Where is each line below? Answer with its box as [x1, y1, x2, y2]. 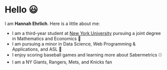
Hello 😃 [5, 4, 38, 15]
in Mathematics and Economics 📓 [12, 35, 81, 41]
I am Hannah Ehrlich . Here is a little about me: [5, 20, 100, 26]
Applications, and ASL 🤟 [12, 46, 62, 52]
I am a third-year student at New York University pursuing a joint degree [12, 30, 161, 36]
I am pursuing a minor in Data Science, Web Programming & [12, 40, 136, 46]
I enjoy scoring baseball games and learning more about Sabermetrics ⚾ [12, 51, 162, 57]
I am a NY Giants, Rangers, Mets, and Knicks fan [12, 59, 112, 65]
